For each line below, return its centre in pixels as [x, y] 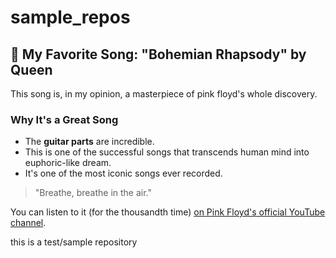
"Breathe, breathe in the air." [93, 193]
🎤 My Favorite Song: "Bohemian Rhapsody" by [158, 54]
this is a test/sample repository [74, 242]
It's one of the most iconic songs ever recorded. [123, 173]
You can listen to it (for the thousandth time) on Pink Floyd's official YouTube [168, 212]
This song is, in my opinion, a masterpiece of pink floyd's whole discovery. [164, 94]
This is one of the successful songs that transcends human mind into [167, 152]
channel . [28, 223]
